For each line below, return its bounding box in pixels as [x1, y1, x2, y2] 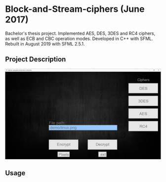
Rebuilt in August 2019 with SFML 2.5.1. [5, 41, 85, 46]
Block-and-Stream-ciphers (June [5, 3, 145, 15]
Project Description [5, 55, 66, 64]
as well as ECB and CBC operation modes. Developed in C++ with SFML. [5, 36, 153, 42]
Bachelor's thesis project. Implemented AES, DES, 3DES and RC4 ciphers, [5, 30, 156, 36]
